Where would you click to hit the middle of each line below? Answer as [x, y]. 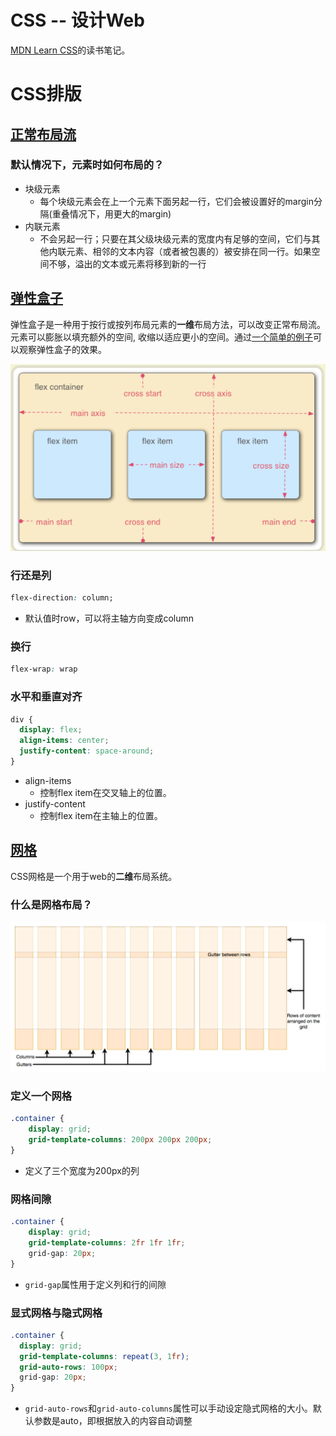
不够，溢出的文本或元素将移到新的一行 [127, 263]
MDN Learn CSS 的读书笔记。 [70, 50]
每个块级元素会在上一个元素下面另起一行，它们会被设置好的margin [177, 201]
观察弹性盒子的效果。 [62, 349]
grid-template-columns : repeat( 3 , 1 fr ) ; [104, 1356]
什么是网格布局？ [51, 904]
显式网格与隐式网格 [56, 1313]
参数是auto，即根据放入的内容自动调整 [113, 1421]
